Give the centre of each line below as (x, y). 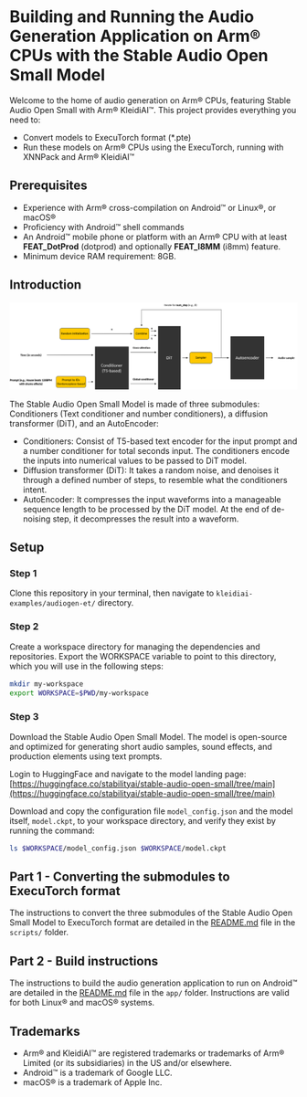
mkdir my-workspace (47, 684)
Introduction (46, 285)
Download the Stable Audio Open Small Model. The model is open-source (148, 736)
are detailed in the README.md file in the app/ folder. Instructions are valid (149, 993)
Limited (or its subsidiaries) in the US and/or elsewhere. (127, 1062)
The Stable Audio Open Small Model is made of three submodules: (135, 404)
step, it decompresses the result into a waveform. (146, 519)
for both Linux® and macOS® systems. (82, 1003)
